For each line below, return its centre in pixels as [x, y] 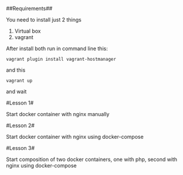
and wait [16, 92]
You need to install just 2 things [44, 20]
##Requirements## [29, 8]
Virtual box [27, 31]
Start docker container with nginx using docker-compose [75, 137]
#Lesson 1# [20, 103]
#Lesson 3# [20, 148]
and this [16, 70]
